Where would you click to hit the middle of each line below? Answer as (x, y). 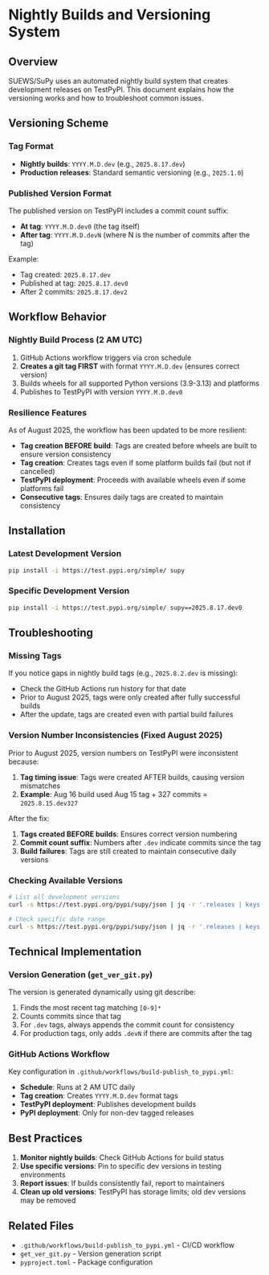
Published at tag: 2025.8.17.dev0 (74, 283)
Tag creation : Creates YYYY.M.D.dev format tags (99, 1096)
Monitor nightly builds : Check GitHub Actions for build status (122, 1157)
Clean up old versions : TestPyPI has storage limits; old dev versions (133, 1192)
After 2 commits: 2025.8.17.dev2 (73, 291)
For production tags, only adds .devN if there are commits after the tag (136, 1034)
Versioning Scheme (59, 124)
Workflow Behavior (57, 317)
